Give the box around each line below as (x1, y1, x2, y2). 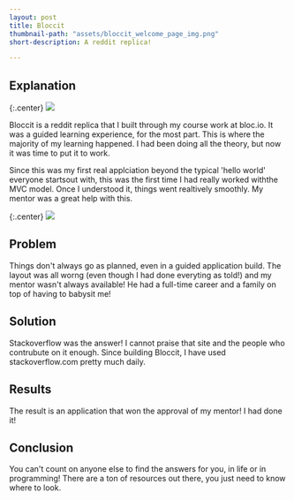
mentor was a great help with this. (9, 193, 133, 204)
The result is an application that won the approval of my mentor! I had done (9, 405, 283, 416)
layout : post (9, 12, 57, 22)
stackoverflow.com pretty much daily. (9, 356, 146, 367)
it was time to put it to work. (9, 148, 110, 159)
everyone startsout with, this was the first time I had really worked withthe (9, 174, 278, 186)
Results (9, 382, 52, 398)
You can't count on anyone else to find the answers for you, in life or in (9, 464, 267, 474)
